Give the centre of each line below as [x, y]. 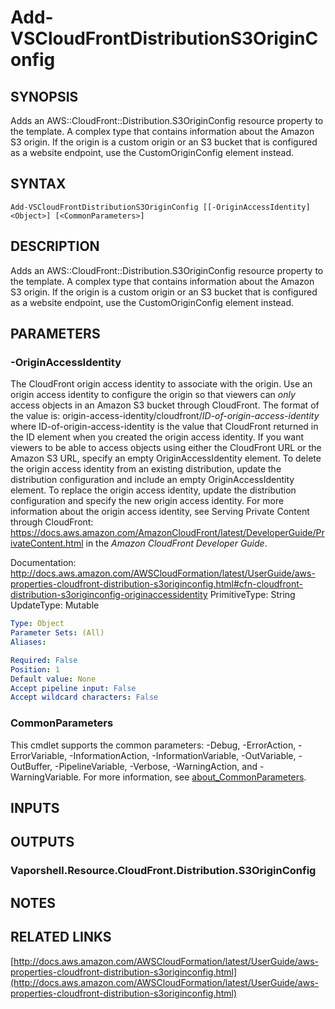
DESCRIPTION [55, 246]
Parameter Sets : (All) [57, 633]
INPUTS [35, 808]
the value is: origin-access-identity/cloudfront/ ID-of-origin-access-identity [165, 416]
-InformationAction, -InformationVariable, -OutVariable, [183, 755]
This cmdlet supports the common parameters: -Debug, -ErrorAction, [153, 745]
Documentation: [43, 563]
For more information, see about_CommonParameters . [195, 777]
